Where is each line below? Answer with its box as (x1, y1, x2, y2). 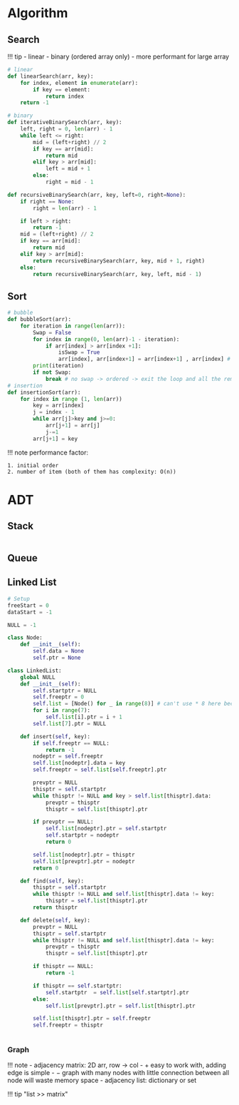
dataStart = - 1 (7, 608, 53, 616)
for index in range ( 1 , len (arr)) (20, 395, 122, 402)
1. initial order (7, 462, 59, 469)
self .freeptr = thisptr (33, 1022, 103, 1029)
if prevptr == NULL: (33, 818, 94, 825)
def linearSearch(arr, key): (7, 73, 94, 80)
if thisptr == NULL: (33, 963, 94, 970)
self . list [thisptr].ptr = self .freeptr (33, 1015, 152, 1022)
